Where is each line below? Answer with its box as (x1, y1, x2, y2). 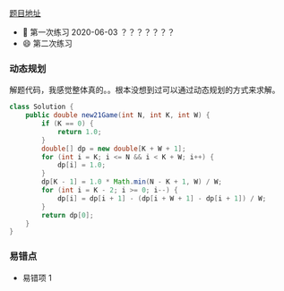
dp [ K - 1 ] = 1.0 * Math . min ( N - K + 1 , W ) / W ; (41, 177, 222, 186)
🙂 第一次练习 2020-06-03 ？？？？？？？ (22, 27, 176, 38)
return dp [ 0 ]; (41, 210, 94, 219)
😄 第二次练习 (22, 39, 73, 48)
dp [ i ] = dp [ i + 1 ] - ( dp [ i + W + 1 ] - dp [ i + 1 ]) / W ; (56, 193, 267, 203)
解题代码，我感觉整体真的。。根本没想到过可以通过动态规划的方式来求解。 (9, 84, 280, 96)
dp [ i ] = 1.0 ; (56, 160, 106, 170)
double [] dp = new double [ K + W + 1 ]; (41, 144, 186, 153)
